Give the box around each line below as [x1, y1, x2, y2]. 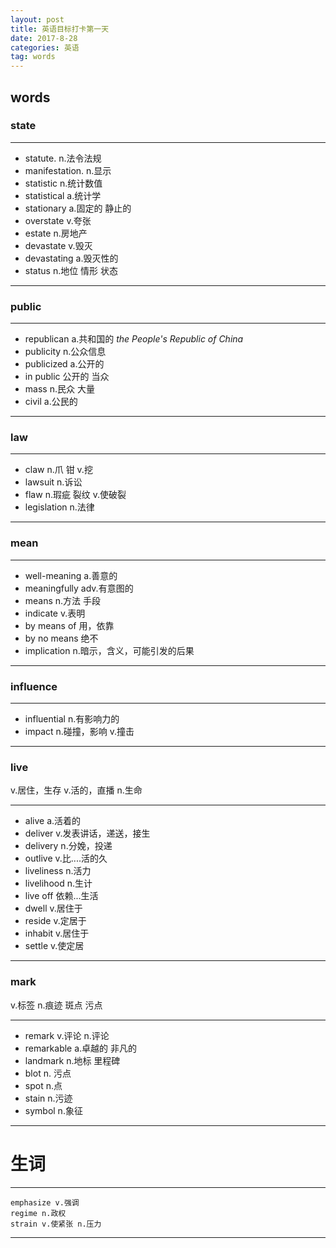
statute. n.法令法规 [24, 152, 102, 164]
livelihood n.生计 [24, 877, 93, 890]
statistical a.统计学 [24, 189, 102, 201]
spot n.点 [24, 1079, 63, 1091]
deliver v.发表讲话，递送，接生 [24, 827, 151, 840]
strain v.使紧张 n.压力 [10, 1219, 102, 1229]
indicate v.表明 [24, 607, 86, 619]
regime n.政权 [10, 1208, 67, 1218]
